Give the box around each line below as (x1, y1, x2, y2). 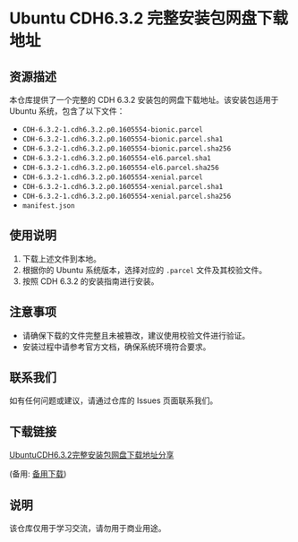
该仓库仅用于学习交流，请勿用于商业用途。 (9, 523, 166, 534)
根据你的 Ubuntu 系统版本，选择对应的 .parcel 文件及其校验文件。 (21, 264, 268, 275)
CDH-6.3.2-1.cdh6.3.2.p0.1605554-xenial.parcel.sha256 (21, 192, 232, 201)
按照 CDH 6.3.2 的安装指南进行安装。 (21, 275, 159, 287)
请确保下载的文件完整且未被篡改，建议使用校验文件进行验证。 (21, 330, 251, 340)
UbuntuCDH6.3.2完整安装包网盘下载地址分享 (9, 450, 175, 460)
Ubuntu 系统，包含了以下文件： (9, 106, 125, 116)
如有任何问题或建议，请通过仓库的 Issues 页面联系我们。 (9, 395, 218, 406)
